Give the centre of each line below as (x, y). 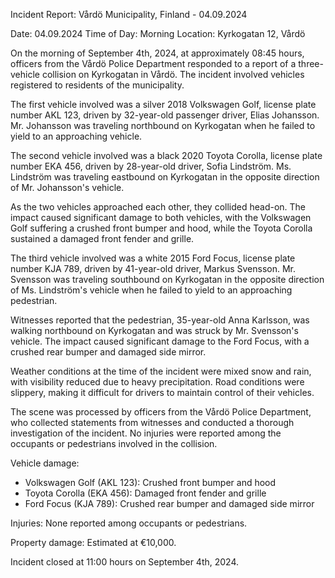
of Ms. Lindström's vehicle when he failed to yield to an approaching (151, 290)
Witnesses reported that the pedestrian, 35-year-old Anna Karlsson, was (160, 320)
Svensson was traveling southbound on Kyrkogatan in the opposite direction (167, 279)
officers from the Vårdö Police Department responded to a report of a (153, 63)
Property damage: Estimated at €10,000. (93, 542)
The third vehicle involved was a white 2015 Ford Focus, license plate (153, 258)
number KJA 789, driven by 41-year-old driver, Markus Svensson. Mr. (153, 268)
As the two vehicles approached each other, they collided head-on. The (158, 207)
